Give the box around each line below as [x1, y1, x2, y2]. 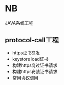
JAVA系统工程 [5, 20, 33, 26]
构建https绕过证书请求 [12, 62, 58, 68]
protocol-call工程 [5, 36, 59, 44]
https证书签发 [12, 50, 40, 56]
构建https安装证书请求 [12, 68, 58, 74]
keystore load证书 [12, 56, 49, 62]
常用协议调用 [12, 75, 38, 81]
